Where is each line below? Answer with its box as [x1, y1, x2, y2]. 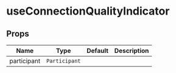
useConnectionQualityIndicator [6, 4, 170, 18]
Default [86, 47, 108, 55]
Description [114, 47, 149, 55]
